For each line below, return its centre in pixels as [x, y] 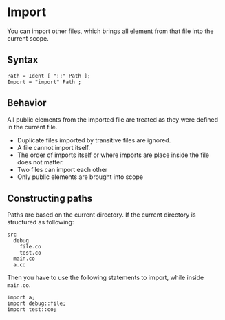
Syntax [23, 60]
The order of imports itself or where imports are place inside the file [113, 155]
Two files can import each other [62, 169]
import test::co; [32, 310]
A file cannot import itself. [54, 147]
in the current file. [32, 127]
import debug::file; [37, 303]
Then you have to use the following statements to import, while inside [106, 278]
